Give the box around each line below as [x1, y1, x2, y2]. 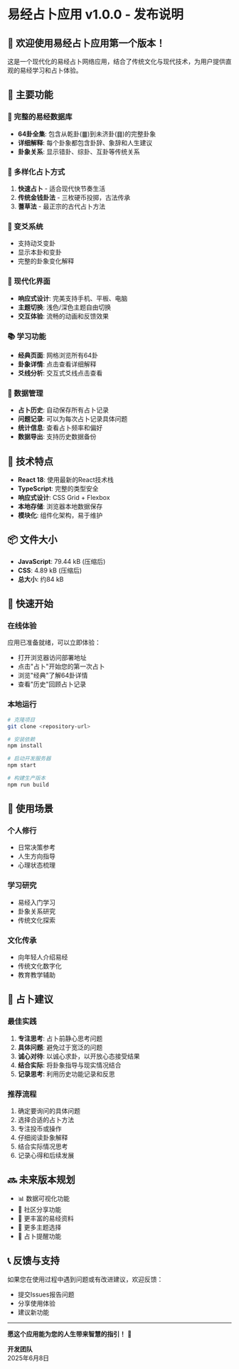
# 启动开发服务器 [7, 755, 51, 762]
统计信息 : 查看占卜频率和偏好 [17, 424, 103, 432]
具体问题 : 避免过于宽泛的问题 [17, 1043, 103, 1051]
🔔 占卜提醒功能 [17, 1232, 62, 1240]
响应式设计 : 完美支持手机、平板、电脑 [17, 294, 128, 302]
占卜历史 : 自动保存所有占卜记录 [17, 406, 109, 415]
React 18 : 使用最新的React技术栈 [17, 475, 114, 484]
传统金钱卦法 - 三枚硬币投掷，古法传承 [17, 193, 131, 201]
